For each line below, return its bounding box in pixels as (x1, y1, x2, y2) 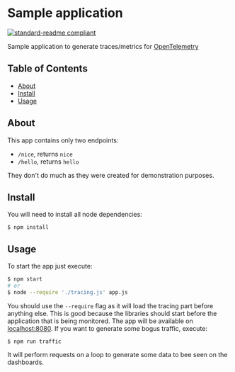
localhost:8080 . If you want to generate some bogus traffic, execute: (7, 324, 207, 332)
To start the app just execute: (7, 262, 93, 271)
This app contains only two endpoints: (7, 136, 119, 145)
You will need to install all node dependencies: (7, 210, 143, 219)
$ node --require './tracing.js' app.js (7, 288, 129, 295)
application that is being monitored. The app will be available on (7, 317, 193, 325)
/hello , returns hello (17, 157, 79, 166)
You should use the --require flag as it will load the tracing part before (7, 301, 214, 310)
